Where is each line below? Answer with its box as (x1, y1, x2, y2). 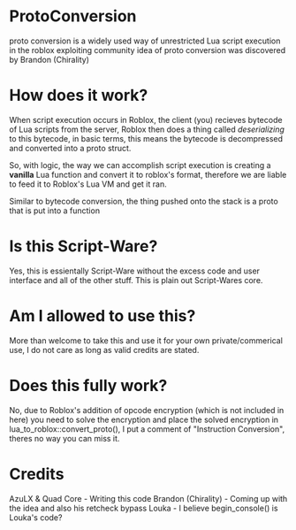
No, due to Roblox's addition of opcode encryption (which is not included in (9, 404, 285, 415)
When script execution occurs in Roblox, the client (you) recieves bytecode (9, 114, 283, 125)
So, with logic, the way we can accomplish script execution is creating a (9, 159, 271, 170)
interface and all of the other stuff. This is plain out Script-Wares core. (9, 274, 263, 285)
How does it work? (9, 86, 148, 105)
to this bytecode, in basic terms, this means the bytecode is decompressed (9, 133, 284, 143)
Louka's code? (9, 511, 63, 523)
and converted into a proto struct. (9, 142, 132, 153)
